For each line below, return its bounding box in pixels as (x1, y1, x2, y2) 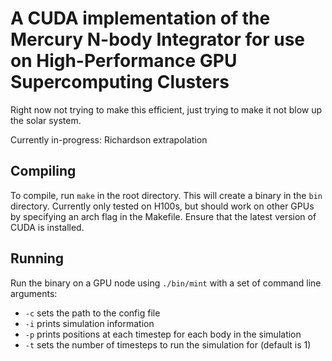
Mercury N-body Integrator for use (10, 28, 306, 51)
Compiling (10, 163, 77, 180)
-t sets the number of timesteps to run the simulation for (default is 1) (24, 338, 312, 351)
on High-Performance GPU (10, 50, 238, 72)
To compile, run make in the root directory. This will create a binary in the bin (10, 189, 323, 201)
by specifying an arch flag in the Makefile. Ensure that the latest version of (10, 210, 317, 222)
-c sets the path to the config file (24, 307, 161, 319)
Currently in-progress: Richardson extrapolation (10, 133, 208, 146)
